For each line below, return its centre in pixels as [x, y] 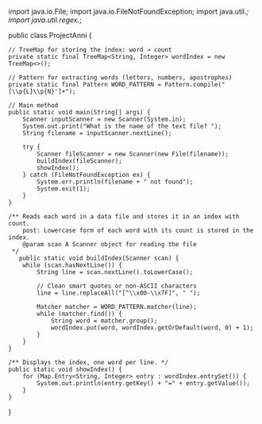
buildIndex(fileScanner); [80, 161]
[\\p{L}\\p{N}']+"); [42, 91]
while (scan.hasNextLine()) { [73, 265]
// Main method [33, 106]
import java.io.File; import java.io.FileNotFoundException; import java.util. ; [129, 12]
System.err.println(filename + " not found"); [115, 182]
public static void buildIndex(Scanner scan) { [99, 258]
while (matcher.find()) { [80, 314]
